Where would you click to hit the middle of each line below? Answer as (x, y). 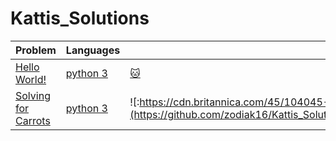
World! (31, 79)
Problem (36, 50)
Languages (93, 50)
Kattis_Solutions (80, 18)
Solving (33, 95)
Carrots (33, 120)
